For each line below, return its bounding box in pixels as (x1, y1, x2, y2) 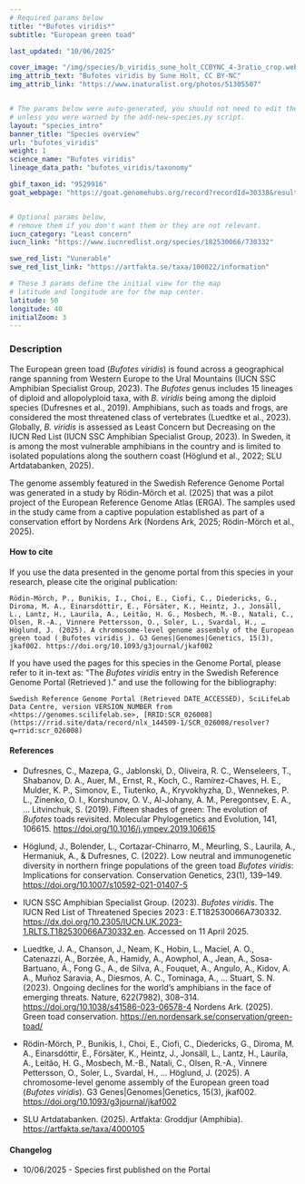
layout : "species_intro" (9, 121, 103, 130)
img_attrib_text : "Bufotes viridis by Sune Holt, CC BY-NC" (9, 72, 242, 81)
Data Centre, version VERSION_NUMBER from (9, 702, 172, 711)
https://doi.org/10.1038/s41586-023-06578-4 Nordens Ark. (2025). (22, 1001, 274, 1012)
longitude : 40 (9, 304, 64, 313)
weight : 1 (9, 146, 47, 155)
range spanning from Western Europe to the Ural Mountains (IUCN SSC (9, 373, 277, 384)
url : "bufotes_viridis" (9, 138, 100, 147)
